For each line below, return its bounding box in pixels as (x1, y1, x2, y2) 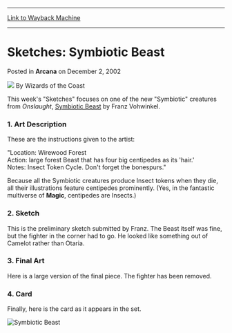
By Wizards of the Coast (15, 81, 85, 90)
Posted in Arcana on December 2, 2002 (7, 67, 121, 75)
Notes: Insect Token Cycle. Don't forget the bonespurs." (7, 163, 167, 171)
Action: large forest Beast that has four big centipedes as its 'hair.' (7, 156, 195, 164)
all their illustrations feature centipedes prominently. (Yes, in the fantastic (7, 184, 215, 192)
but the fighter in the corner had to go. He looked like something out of (7, 231, 209, 240)
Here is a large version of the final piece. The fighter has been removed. (7, 272, 212, 280)
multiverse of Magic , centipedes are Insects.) (7, 191, 137, 200)
